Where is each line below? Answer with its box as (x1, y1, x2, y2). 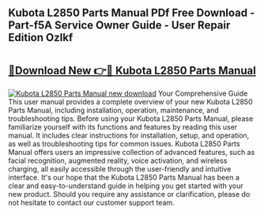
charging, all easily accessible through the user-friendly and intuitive (8, 164, 232, 173)
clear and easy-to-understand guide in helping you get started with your (8, 181, 243, 190)
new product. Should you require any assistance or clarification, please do (8, 190, 251, 198)
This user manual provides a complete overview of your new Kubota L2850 (8, 97, 253, 106)
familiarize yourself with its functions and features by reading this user (8, 123, 238, 131)
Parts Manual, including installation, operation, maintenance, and (8, 106, 219, 115)
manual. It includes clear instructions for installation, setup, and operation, (8, 130, 250, 140)
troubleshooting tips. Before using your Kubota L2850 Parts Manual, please (8, 114, 254, 123)
